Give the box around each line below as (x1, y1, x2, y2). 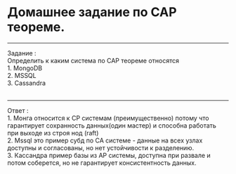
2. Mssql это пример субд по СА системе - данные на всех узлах (7, 136, 203, 145)
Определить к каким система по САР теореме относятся (7, 56, 179, 65)
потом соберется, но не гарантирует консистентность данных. (7, 159, 197, 167)
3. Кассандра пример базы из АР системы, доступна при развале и (7, 151, 211, 159)
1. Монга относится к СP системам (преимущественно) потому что (7, 114, 209, 122)
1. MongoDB (7, 64, 43, 72)
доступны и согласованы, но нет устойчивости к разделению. (7, 143, 195, 152)
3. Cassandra (7, 79, 46, 87)
